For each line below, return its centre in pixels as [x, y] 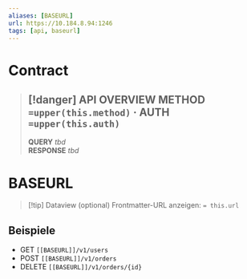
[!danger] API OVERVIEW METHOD [117, 100]
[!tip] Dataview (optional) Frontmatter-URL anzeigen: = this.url [133, 205]
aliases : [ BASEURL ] [41, 16]
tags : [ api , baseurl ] [45, 30]
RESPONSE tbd [53, 151]
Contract [38, 70]
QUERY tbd [47, 142]
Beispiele [32, 230]
